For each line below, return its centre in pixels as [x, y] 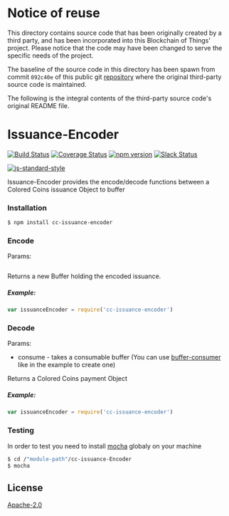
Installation [27, 208]
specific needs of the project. [50, 56]
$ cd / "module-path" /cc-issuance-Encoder [70, 459]
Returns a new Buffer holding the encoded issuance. [84, 276]
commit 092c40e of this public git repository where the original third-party [114, 77]
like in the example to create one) [66, 365]
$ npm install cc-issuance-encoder [60, 223]
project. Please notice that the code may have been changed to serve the [115, 48]
